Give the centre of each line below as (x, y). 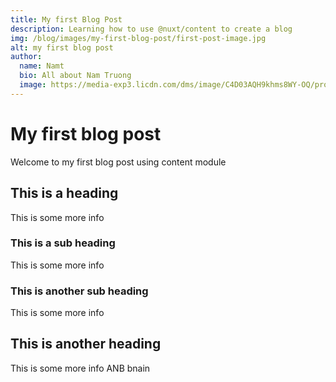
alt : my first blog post (62, 47)
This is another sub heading (79, 291)
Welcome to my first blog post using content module (118, 162)
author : (26, 57)
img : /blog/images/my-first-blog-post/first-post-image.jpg (138, 38)
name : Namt (42, 66)
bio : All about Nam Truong (75, 76)
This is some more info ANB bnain (80, 368)
